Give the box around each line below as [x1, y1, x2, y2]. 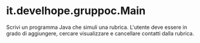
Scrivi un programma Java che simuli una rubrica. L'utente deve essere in [6, 24, 187, 31]
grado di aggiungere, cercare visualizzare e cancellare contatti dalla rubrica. [6, 29, 195, 37]
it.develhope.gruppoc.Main [6, 4, 146, 18]
